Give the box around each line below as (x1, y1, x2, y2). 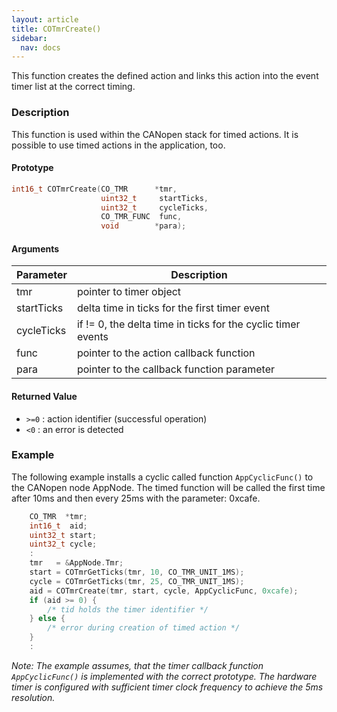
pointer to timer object (76, 285, 182, 299)
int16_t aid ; (29, 521, 88, 531)
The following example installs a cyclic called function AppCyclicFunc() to (11, 471, 314, 483)
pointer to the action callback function (76, 346, 256, 360)
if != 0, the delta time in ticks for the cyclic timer (76, 317, 301, 331)
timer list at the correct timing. (11, 81, 136, 93)
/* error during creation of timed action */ (47, 623, 241, 633)
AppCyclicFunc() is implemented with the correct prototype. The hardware (11, 670, 318, 682)
